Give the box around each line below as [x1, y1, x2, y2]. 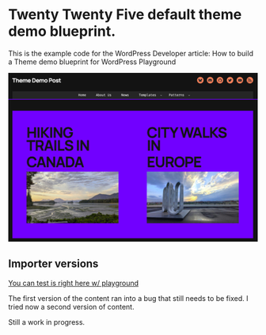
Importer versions [8, 257, 99, 271]
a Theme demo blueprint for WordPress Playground [8, 57, 177, 67]
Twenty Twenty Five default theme [8, 6, 242, 24]
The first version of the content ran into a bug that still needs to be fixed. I [8, 293, 249, 303]
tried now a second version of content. [8, 302, 135, 311]
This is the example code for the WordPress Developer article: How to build [8, 48, 253, 58]
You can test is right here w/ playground [8, 278, 139, 287]
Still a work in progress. [8, 317, 85, 326]
